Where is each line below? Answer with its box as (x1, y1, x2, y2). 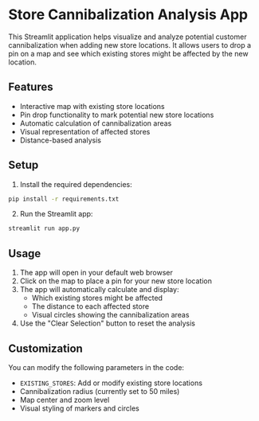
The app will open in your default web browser (19, 268, 173, 278)
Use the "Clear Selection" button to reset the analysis (19, 318, 195, 328)
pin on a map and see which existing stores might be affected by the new (8, 49, 249, 58)
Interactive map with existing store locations (19, 101, 165, 111)
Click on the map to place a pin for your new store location (19, 276, 213, 286)
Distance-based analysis (19, 135, 102, 145)
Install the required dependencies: (19, 179, 133, 189)
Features (8, 80, 53, 94)
